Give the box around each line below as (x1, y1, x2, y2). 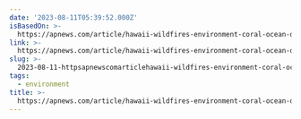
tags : (9, 72, 30, 81)
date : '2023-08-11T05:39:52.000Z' (9, 13, 139, 22)
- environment (17, 80, 70, 89)
